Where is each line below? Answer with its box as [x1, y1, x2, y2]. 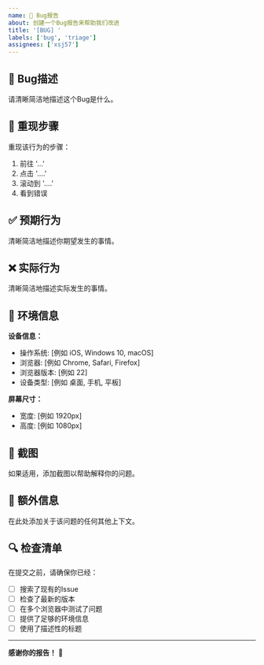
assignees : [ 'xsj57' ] [8, 41, 79, 49]
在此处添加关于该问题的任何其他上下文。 [8, 516, 139, 526]
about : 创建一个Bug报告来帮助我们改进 [8, 19, 120, 27]
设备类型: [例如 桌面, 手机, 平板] [19, 377, 122, 387]
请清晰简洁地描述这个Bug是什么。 [8, 94, 118, 103]
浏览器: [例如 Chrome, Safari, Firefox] [19, 358, 141, 367]
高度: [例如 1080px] [19, 421, 82, 430]
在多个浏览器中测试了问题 [19, 604, 103, 613]
